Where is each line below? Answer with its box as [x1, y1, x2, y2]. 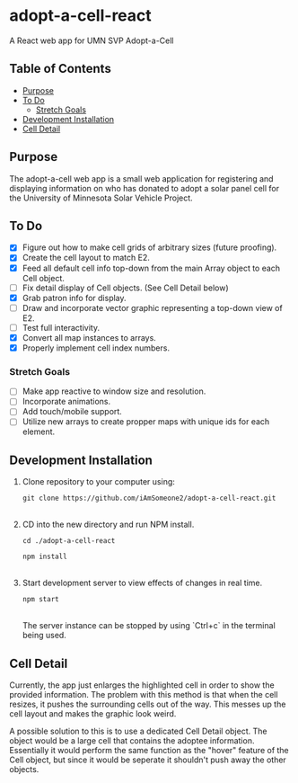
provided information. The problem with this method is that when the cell [9, 690, 278, 700]
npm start [22, 595, 60, 604]
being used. [22, 630, 67, 641]
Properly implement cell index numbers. [22, 343, 171, 353]
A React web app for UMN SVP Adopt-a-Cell [9, 35, 174, 46]
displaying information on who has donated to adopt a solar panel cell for [9, 182, 280, 193]
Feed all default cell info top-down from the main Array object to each [22, 262, 281, 273]
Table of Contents [9, 61, 112, 76]
